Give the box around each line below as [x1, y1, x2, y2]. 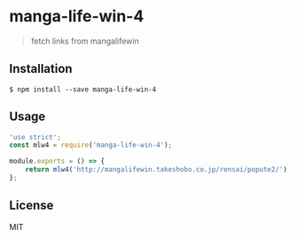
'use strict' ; [9, 132, 62, 141]
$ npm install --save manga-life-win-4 [9, 84, 157, 94]
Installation [9, 61, 73, 76]
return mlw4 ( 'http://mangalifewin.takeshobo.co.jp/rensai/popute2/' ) [25, 165, 288, 174]
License [9, 198, 54, 213]
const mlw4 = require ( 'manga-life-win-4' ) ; [9, 140, 173, 150]
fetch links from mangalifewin [30, 36, 139, 46]
